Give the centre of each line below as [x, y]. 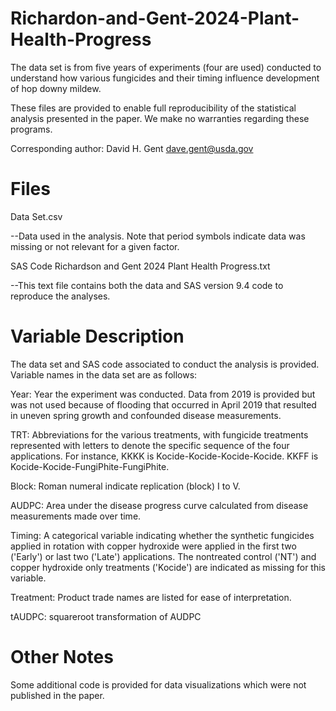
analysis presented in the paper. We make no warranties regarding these [160, 118]
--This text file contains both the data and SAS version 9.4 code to [147, 285]
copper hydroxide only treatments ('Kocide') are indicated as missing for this [168, 567]
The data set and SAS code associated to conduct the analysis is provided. [165, 364]
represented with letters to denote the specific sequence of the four [150, 445]
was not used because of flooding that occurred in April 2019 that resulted [163, 404]
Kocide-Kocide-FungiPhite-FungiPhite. [90, 466]
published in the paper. [57, 695]
